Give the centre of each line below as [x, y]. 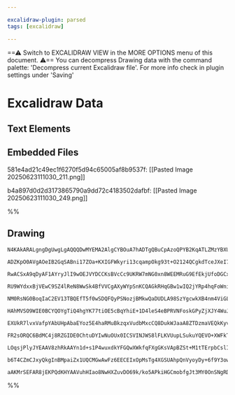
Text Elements [39, 129]
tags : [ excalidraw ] [36, 26]
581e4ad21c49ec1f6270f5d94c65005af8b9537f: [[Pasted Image [100, 169]
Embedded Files [43, 152]
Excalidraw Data [55, 103]
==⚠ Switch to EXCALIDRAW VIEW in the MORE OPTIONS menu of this [110, 53]
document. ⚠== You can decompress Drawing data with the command [109, 60]
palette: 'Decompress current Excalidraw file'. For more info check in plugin [116, 67]
